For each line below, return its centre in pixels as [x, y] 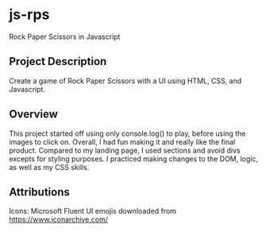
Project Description [58, 62]
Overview [34, 114]
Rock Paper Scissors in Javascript [65, 37]
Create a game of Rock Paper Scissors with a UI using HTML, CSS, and [125, 80]
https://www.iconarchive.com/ [59, 219]
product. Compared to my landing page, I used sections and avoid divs [125, 150]
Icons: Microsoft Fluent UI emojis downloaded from [93, 211]
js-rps [29, 15]
